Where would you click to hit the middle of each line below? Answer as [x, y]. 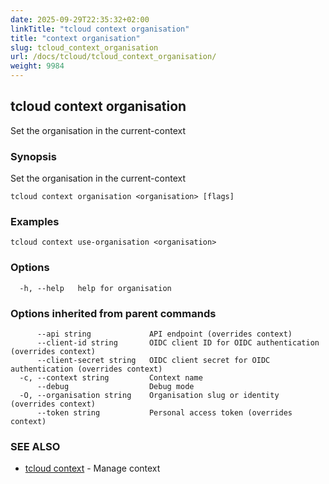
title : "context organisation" [75, 38]
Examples [35, 222]
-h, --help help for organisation [95, 288]
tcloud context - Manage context [92, 468]
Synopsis [33, 156]
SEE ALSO [35, 446]
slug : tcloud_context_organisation [84, 47]
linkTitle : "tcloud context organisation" [100, 29]
